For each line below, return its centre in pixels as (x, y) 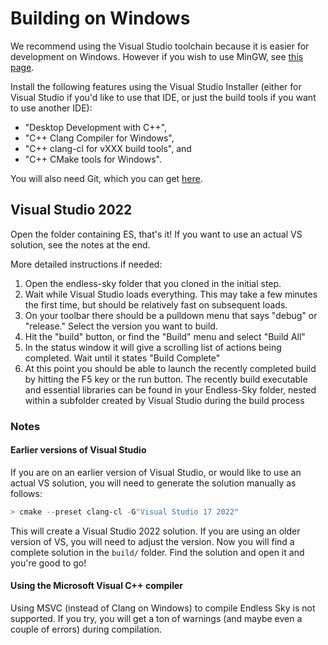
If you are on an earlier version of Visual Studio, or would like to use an (156, 472)
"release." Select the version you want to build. (121, 326)
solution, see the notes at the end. (80, 244)
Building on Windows (100, 18)
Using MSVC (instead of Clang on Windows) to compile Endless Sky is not (163, 608)
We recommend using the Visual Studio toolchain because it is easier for (160, 46)
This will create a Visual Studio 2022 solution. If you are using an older (155, 531)
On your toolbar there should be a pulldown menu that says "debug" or (171, 315)
